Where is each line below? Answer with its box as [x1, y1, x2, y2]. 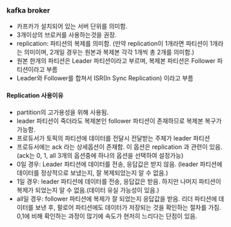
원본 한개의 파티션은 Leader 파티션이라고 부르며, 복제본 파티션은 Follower [16, 57, 216, 65]
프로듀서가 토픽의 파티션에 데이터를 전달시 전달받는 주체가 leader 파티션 [16, 134, 210, 142]
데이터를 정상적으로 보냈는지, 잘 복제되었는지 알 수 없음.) [16, 168, 169, 176]
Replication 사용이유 [6, 91, 64, 99]
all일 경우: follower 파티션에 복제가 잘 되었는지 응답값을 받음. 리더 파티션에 [16, 194, 217, 203]
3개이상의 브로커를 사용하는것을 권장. [16, 30, 117, 39]
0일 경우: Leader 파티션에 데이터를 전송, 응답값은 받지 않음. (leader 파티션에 [16, 160, 223, 168]
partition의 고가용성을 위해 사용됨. [16, 108, 109, 116]
